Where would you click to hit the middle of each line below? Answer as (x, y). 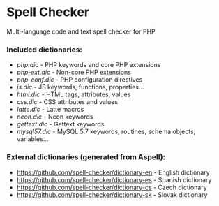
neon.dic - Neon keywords (55, 117)
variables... (32, 139)
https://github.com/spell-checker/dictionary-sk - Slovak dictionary (112, 194)
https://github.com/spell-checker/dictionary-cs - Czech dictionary (112, 187)
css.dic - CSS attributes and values (67, 102)
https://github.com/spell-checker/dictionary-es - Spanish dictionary (114, 179)
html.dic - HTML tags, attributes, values (74, 94)
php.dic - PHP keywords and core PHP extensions (89, 65)
